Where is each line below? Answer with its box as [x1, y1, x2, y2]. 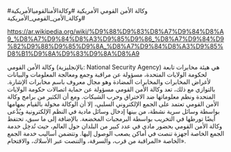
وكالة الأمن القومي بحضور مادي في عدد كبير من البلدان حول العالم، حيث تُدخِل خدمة [7, 122, 223, 130]
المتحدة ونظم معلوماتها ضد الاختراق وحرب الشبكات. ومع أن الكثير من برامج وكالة [7, 92, 216, 101]
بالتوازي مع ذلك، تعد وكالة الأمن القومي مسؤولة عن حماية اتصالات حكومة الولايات [7, 85, 216, 93]
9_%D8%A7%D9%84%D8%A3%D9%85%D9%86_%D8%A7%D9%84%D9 [7, 35, 224, 43]
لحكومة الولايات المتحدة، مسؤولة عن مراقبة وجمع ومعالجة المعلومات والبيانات [7, 70, 207, 78]
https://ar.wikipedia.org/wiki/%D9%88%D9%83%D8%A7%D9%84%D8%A [7, 28, 224, 35]
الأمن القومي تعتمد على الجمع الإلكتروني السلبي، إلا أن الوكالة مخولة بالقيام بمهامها [7, 100, 219, 108]
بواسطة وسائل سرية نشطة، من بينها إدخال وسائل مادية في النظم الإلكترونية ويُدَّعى [7, 108, 220, 115]
